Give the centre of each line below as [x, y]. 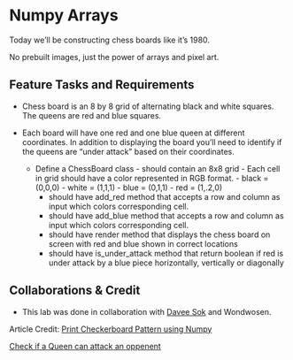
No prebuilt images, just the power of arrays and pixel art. [114, 57]
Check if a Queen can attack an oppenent [85, 346]
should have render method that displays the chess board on [159, 234]
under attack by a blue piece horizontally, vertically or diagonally [166, 263]
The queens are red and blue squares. [92, 115]
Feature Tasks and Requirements [102, 85]
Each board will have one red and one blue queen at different [133, 133]
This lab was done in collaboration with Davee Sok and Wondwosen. [146, 311]
